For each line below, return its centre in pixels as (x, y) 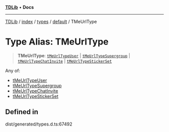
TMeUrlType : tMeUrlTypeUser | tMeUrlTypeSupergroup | (74, 55)
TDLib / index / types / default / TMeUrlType (51, 21)
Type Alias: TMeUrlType (57, 42)
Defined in (22, 112)
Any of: (13, 70)
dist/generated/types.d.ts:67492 (39, 124)
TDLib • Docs (20, 7)
